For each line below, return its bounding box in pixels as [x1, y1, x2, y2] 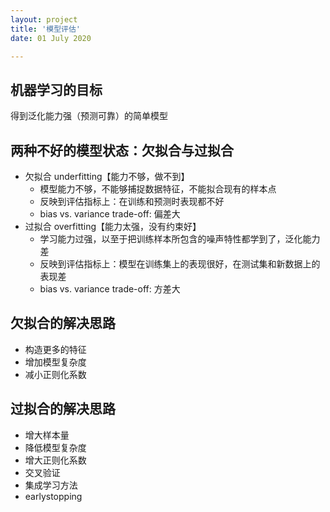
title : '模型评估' [10, 24, 82, 34]
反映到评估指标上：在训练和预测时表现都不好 [39, 196, 225, 207]
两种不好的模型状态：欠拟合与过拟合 [10, 142, 234, 159]
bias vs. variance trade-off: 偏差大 [39, 208, 181, 220]
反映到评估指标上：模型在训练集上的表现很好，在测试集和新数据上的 [39, 258, 321, 270]
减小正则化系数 [24, 368, 87, 380]
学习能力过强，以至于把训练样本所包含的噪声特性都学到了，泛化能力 [39, 233, 321, 245]
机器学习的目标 [10, 81, 103, 98]
